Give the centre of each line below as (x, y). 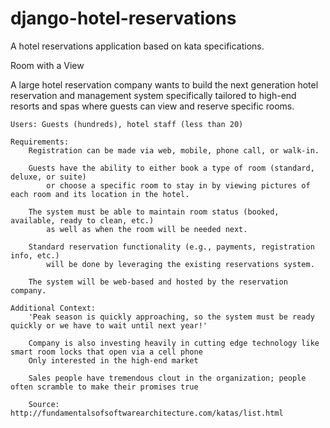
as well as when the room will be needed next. (147, 229)
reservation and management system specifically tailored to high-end (153, 95)
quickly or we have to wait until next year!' (109, 325)
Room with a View (47, 65)
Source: (44, 404)
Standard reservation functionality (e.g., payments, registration (171, 247)
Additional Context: (53, 308)
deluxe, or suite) (48, 177)
